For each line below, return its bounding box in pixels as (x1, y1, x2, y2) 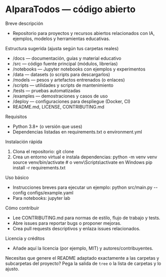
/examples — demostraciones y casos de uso (12, 93, 108, 99)
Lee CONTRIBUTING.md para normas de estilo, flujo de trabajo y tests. (12, 215, 160, 221)
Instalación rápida (5, 138, 43, 145)
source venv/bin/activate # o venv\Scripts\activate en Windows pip (12, 159, 153, 165)
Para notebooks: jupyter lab (12, 195, 71, 201)
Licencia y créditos (5, 235, 45, 241)
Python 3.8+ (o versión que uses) (12, 123, 82, 129)
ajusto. (5, 265, 19, 272)
